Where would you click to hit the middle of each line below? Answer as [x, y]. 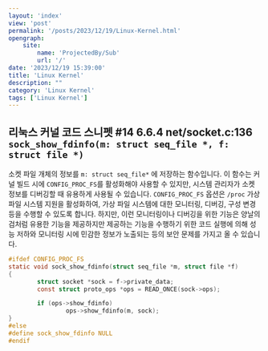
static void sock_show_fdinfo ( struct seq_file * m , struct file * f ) [124, 266]
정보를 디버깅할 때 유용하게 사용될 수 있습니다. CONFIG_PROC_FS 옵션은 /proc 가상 [134, 194]
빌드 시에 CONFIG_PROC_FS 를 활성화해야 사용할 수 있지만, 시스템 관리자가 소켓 [136, 184]
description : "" [35, 83]
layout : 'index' [35, 16]
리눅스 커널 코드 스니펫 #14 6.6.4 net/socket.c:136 [130, 132]
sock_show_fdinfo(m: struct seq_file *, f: [119, 144]
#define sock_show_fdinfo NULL [61, 333]
